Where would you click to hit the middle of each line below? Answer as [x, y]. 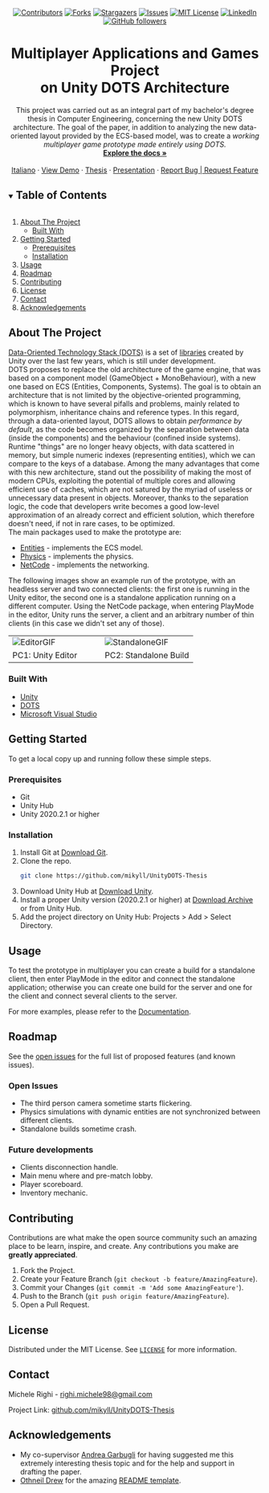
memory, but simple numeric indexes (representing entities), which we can [132, 454]
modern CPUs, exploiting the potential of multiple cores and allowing [122, 480]
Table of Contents [61, 195]
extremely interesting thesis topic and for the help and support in [127, 1463]
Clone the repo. [46, 861]
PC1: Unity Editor [45, 655]
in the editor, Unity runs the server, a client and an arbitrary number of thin [131, 614]
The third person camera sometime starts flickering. [106, 1103]
